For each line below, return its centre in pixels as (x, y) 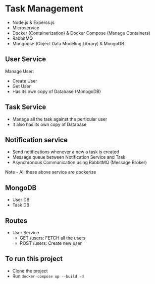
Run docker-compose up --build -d (48, 276)
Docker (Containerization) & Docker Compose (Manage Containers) (81, 33)
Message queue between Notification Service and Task (69, 157)
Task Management (44, 9)
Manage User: (20, 71)
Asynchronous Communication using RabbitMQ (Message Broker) (79, 163)
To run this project (34, 259)
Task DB (21, 205)
